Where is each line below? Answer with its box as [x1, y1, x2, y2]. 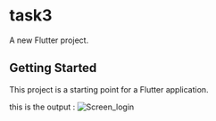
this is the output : [9, 101, 76, 112]
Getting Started [9, 60, 97, 76]
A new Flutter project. [9, 35, 89, 45]
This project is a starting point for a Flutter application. [9, 84, 209, 94]
